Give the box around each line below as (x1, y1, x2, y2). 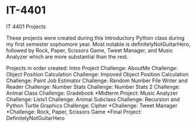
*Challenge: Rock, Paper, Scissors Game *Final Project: (6, 108, 142, 115)
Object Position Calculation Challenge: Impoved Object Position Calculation (6, 71, 189, 78)
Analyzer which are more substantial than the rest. (6, 53, 129, 60)
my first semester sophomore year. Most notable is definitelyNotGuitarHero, (6, 41, 191, 48)
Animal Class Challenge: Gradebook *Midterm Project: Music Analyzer (6, 89, 178, 96)
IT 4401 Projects (6, 23, 46, 30)
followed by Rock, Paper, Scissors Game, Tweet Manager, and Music (6, 46, 173, 54)
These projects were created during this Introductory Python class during (6, 34, 185, 41)
